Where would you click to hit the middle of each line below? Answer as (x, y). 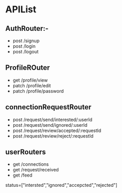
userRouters (26, 152)
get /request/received (36, 170)
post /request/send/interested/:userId (53, 120)
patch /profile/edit (32, 85)
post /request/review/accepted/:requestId (57, 130)
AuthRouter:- (27, 28)
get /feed (22, 175)
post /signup (26, 41)
